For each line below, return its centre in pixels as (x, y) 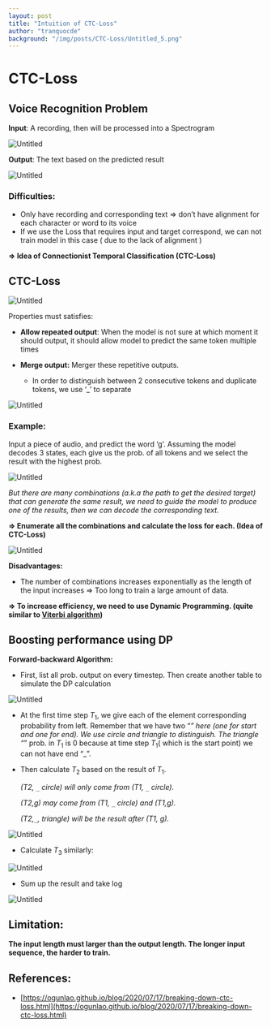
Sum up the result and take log (71, 883)
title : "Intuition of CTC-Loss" (63, 24)
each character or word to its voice (78, 222)
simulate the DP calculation (66, 684)
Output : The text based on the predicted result (86, 160)
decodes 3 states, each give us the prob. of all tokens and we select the (128, 452)
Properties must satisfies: (51, 317)
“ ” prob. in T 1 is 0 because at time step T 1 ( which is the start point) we (136, 744)
